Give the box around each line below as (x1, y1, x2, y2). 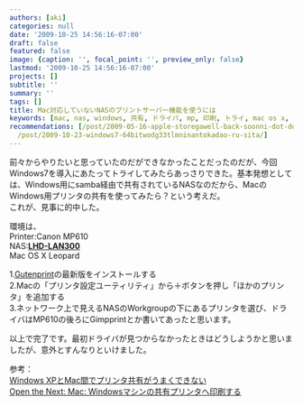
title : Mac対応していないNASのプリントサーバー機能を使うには (9, 106, 216, 115)
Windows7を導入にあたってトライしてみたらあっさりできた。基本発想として (9, 168, 293, 179)
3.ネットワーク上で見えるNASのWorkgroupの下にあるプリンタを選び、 (9, 302, 272, 313)
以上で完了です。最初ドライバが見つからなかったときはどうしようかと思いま (9, 333, 293, 344)
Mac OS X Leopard (9, 250, 80, 261)
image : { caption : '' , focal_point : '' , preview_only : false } (9, 55, 244, 64)
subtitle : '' (9, 80, 59, 89)
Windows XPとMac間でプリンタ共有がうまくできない (9, 374, 207, 385)
